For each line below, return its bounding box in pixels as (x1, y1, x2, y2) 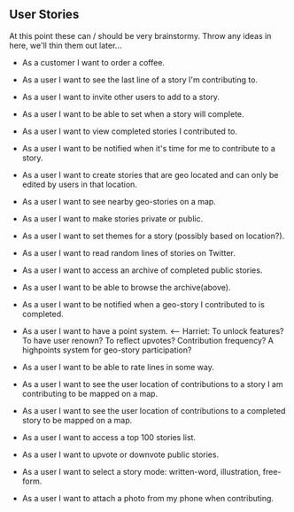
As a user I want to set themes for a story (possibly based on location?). (21, 230, 285, 241)
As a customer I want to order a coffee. (21, 57, 166, 67)
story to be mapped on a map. (21, 415, 133, 425)
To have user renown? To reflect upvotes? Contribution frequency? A (21, 335, 275, 345)
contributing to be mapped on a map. (21, 388, 158, 399)
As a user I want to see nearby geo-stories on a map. (21, 196, 217, 206)
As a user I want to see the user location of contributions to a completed (21, 405, 286, 415)
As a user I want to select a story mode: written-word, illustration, (21, 466, 261, 477)
